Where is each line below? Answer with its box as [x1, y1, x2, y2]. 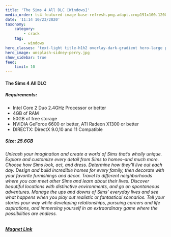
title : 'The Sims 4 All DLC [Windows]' [5, 7, 90, 13]
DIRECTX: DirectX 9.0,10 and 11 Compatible [12, 126, 103, 133]
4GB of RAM [12, 110, 39, 116]
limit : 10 [14, 64, 36, 69]
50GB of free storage [12, 115, 58, 121]
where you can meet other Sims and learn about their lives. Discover [5, 178, 150, 184]
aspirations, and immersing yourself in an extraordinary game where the [5, 205, 158, 211]
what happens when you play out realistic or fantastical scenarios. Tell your [5, 194, 165, 200]
